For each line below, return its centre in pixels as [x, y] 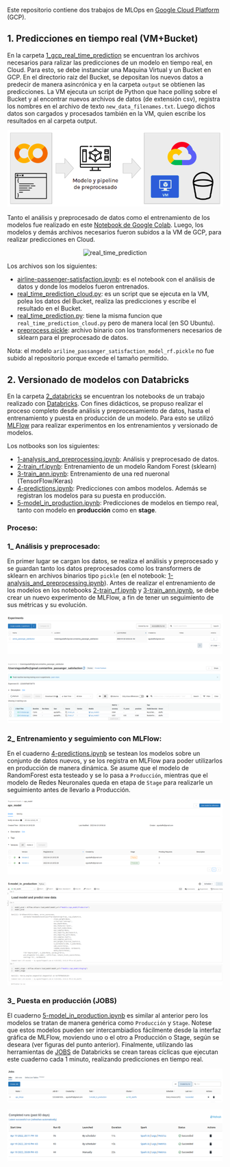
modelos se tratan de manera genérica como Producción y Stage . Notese [110, 1022]
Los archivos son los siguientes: [52, 266]
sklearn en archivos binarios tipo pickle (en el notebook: [87, 576]
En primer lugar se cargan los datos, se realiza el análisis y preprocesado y [113, 561]
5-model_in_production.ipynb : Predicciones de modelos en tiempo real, [118, 503]
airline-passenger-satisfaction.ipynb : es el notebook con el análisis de [116, 280]
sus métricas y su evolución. [47, 605]
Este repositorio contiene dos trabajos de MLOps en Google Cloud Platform [113, 10]
